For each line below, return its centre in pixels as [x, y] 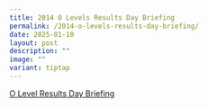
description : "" [40, 51]
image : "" [28, 59]
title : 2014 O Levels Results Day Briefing [92, 18]
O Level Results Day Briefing [62, 93]
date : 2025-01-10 [42, 34]
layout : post [34, 43]
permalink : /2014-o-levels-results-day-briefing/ [104, 26]
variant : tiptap [40, 68]
